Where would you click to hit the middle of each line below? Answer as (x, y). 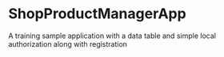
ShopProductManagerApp (97, 14)
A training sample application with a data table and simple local (112, 36)
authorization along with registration (68, 44)
